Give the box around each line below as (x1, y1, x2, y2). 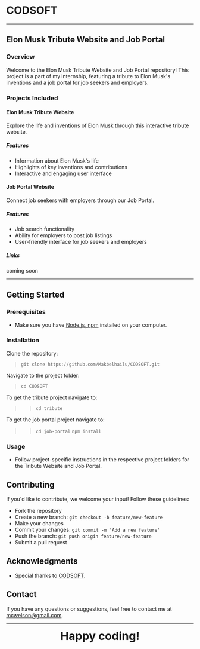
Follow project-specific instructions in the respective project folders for (14, 456, 189, 463)
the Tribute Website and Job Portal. (14, 463, 102, 470)
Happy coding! (60, 629, 140, 643)
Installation (6, 336, 40, 344)
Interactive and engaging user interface (14, 170, 112, 177)
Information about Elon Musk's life (14, 157, 99, 164)
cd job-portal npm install (35, 428, 102, 434)
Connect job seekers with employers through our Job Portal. (6, 197, 155, 204)
